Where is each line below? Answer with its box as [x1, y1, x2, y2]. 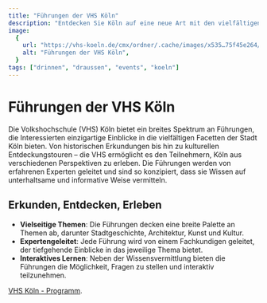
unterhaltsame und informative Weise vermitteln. [8, 175, 168, 184]
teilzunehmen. [19, 270, 67, 280]
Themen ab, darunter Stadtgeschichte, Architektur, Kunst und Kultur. [19, 228, 245, 238]
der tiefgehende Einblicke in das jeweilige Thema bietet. [19, 245, 203, 254]
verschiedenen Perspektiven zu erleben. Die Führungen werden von [8, 158, 232, 167]
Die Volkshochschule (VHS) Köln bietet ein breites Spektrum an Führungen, [8, 124, 254, 134]
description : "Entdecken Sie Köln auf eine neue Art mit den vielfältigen [8, 19, 261, 27]
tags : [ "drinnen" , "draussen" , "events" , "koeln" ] [8, 64, 180, 72]
